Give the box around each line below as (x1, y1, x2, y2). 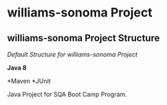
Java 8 (7, 64, 27, 71)
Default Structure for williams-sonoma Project (7, 50, 137, 58)
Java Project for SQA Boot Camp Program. (7, 91, 127, 98)
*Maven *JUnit (7, 77, 51, 85)
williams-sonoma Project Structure (7, 32, 160, 44)
